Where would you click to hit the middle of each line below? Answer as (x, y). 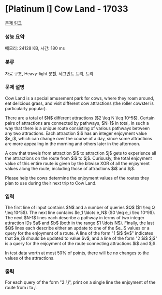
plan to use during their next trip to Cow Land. (51, 183)
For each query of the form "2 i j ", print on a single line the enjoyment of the (80, 282)
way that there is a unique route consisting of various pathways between (77, 128)
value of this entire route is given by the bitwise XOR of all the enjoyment (77, 163)
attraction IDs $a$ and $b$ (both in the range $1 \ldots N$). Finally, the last (80, 223)
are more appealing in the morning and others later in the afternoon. (73, 144)
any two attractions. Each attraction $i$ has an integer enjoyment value (76, 133)
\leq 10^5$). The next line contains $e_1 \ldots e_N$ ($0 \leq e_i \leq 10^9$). (80, 213)
